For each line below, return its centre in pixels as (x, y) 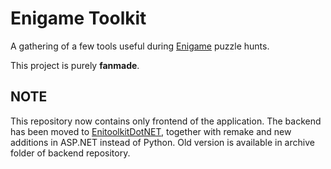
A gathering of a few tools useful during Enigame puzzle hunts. (140, 46)
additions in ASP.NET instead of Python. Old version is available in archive (162, 142)
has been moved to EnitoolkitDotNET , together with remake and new (151, 131)
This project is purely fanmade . (75, 65)
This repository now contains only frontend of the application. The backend (166, 121)
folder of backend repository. (70, 153)
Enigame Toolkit (78, 18)
